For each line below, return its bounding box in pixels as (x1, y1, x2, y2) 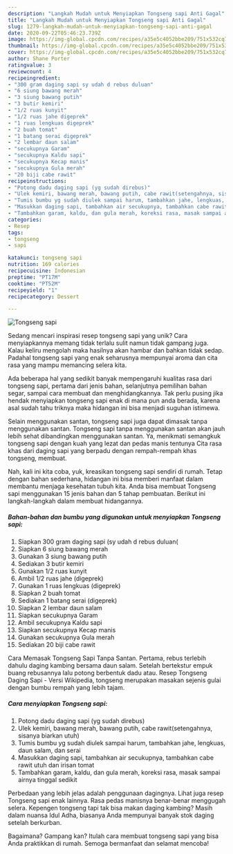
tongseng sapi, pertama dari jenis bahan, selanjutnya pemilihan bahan (8, 382, 207, 390)
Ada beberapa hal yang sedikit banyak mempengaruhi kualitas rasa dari (8, 375, 212, 383)
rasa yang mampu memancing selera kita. (8, 361, 127, 369)
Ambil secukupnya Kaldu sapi (17, 619, 102, 627)
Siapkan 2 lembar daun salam (17, 604, 103, 612)
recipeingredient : (8, 74, 61, 82)
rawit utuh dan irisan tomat (17, 761, 95, 770)
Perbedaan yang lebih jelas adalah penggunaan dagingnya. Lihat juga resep (8, 789, 224, 797)
